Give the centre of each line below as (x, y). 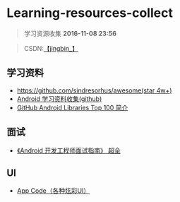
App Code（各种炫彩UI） (53, 191)
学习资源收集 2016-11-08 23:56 (70, 33)
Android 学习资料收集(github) (59, 99)
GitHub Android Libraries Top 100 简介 (72, 107)
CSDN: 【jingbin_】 (51, 48)
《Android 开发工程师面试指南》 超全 (68, 150)
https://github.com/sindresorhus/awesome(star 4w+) (94, 90)
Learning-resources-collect (90, 13)
